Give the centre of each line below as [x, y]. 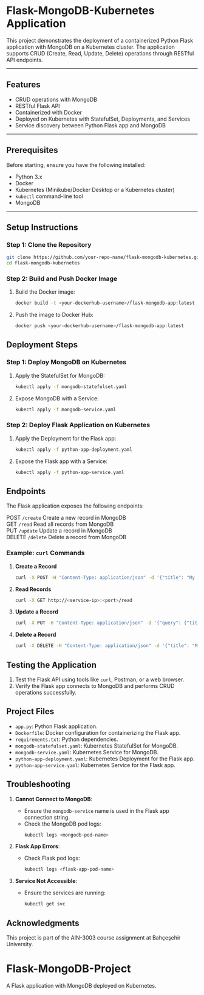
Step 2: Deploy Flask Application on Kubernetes [78, 425]
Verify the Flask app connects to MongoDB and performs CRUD [95, 685]
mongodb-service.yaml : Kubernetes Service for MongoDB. [87, 752]
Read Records [33, 589]
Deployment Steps [42, 345]
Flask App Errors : [37, 846]
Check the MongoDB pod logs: [63, 824]
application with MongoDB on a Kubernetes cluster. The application [90, 47]
